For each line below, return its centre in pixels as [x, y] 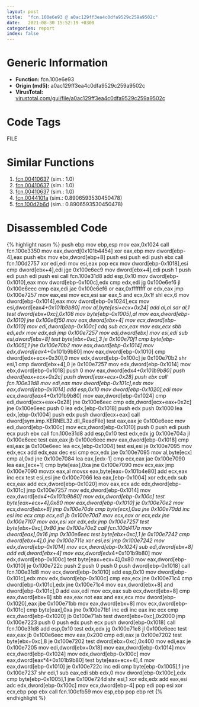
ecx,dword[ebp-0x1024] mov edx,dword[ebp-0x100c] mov [78, 654]
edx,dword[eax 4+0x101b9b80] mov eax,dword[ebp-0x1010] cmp [86, 351]
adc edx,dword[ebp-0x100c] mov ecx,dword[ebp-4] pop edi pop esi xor [95, 685]
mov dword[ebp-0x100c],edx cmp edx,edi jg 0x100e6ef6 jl [109, 282]
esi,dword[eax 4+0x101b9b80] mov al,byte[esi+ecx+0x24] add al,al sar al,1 [98, 307]
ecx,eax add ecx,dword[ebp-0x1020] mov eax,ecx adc [73, 484]
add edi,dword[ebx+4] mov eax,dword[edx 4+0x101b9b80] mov [84, 553]
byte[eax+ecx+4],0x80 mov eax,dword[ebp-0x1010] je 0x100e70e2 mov [95, 503]
